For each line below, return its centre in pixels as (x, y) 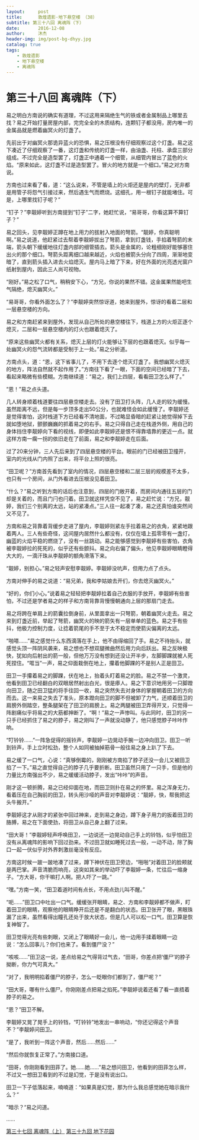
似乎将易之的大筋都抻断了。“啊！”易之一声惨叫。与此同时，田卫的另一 (107, 713)
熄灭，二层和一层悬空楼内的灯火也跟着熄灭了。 (63, 329)
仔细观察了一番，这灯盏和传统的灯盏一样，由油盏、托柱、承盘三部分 (110, 150)
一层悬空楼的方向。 (30, 309)
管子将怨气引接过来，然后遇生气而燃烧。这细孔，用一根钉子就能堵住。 (102, 192)
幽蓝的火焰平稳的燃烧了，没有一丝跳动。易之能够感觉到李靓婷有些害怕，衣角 (99, 541)
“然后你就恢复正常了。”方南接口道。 (49, 1055)
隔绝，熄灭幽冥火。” (34, 289)
